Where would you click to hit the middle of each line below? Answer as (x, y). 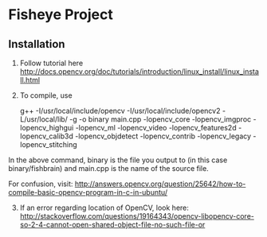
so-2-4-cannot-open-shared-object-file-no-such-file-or (112, 225)
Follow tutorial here (51, 63)
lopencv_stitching (48, 144)
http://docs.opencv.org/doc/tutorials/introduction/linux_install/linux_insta (139, 72)
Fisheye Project (61, 15)
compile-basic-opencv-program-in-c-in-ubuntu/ (88, 192)
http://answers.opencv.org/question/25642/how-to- (160, 184)
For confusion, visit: (41, 184)
